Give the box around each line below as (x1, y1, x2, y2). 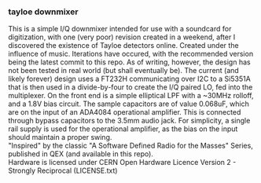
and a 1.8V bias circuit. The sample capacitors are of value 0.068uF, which (8, 99, 249, 108)
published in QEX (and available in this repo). (8, 149, 153, 159)
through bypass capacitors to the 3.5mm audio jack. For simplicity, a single (8, 116, 251, 126)
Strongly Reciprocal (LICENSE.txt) (8, 166, 118, 175)
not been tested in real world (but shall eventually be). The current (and (8, 66, 240, 75)
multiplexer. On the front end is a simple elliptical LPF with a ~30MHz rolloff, (8, 91, 254, 101)
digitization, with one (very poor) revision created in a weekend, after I (8, 32, 236, 42)
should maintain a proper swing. (8, 133, 112, 142)
